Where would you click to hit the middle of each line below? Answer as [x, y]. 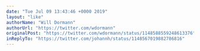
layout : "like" [25, 17]
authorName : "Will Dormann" [41, 22]
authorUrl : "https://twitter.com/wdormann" [61, 28]
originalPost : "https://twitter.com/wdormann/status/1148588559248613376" [101, 33]
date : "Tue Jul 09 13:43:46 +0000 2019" [57, 11]
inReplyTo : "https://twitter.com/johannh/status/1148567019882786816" [96, 39]
